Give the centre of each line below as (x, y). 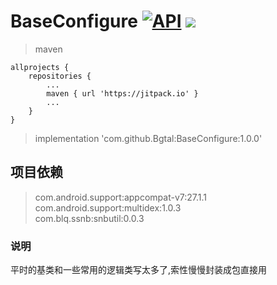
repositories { (60, 76)
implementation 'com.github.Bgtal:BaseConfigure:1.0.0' (148, 138)
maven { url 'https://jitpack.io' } (122, 93)
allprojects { (40, 67)
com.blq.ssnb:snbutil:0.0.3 (89, 218)
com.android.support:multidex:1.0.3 (108, 207)
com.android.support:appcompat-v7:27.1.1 (121, 197)
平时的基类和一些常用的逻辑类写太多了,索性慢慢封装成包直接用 (139, 270)
